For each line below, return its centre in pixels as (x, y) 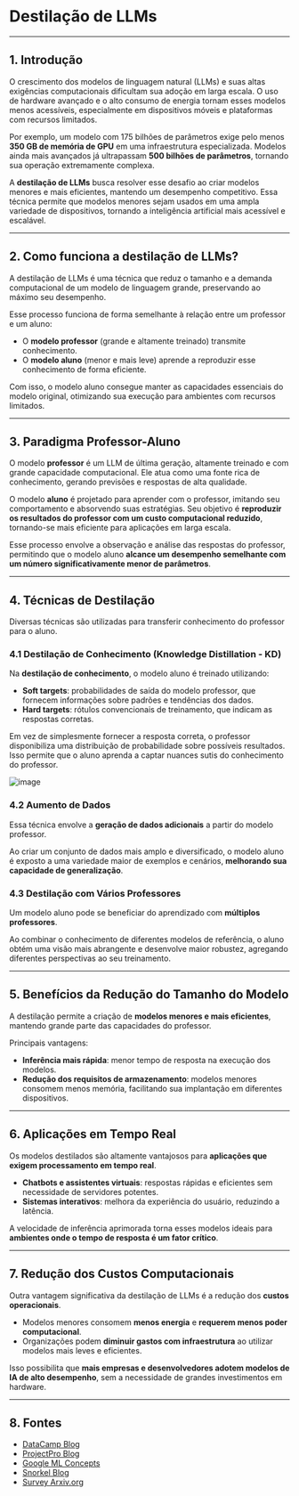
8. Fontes (36, 1423)
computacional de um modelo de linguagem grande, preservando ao (135, 288)
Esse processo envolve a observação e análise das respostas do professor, (148, 545)
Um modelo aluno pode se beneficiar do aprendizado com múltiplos (135, 913)
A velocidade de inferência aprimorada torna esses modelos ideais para (141, 1228)
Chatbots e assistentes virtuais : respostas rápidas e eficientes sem (147, 1183)
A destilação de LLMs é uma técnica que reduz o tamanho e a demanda (141, 278)
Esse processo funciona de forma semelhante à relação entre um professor (148, 314)
